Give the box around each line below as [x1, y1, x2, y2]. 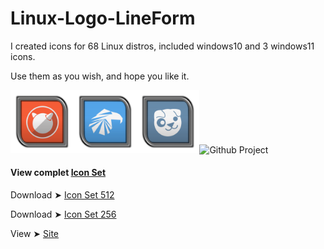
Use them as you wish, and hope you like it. [10, 70, 190, 82]
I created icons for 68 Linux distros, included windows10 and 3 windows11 [10, 40, 315, 52]
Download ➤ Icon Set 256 [10, 208, 117, 220]
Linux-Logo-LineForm [10, 7, 196, 30]
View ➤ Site [10, 227, 60, 239]
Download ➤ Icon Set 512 [10, 188, 115, 201]
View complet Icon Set [10, 167, 107, 179]
